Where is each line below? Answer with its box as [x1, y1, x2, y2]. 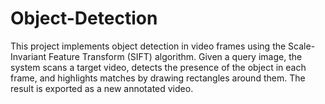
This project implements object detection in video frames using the [10, 40, 287, 52]
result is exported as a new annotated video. [10, 82, 194, 94]
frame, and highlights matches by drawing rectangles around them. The [10, 72, 306, 84]
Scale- [288, 40, 316, 52]
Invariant [10, 50, 47, 62]
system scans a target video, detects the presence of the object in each [10, 61, 307, 73]
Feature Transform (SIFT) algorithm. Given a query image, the [48, 50, 303, 62]
